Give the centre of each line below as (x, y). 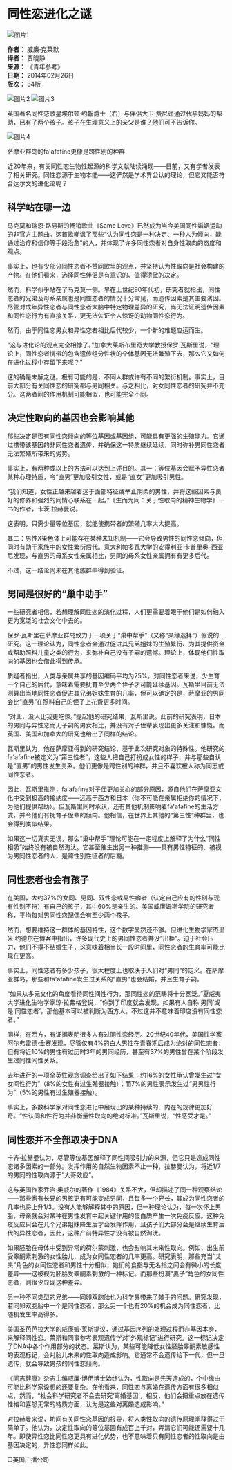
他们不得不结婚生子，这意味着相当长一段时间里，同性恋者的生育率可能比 (122, 947)
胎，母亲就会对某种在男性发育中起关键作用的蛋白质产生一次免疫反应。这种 (113, 1216)
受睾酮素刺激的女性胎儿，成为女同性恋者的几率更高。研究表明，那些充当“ (112, 1256)
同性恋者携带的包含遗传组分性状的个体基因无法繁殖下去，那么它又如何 (125, 353)
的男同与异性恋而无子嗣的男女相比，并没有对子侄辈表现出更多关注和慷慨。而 (116, 725)
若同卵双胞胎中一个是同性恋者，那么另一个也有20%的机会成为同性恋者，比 (114, 1306)
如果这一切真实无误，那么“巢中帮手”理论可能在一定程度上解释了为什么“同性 (114, 839)
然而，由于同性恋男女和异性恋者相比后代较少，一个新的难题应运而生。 (107, 330)
